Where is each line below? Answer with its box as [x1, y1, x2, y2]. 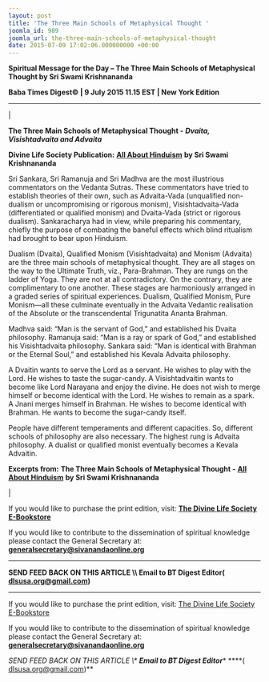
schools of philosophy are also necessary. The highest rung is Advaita [8, 431, 240, 441]
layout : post [8, 11, 52, 20]
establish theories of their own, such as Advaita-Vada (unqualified [8, 191, 226, 201]
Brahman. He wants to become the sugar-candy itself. [8, 407, 187, 417]
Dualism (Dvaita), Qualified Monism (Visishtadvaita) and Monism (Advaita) [8, 249, 252, 259]
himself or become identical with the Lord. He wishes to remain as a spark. [8, 391, 255, 400]
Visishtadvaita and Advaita [8, 134, 102, 144]
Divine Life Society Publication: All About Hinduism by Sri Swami [8, 150, 229, 160]
